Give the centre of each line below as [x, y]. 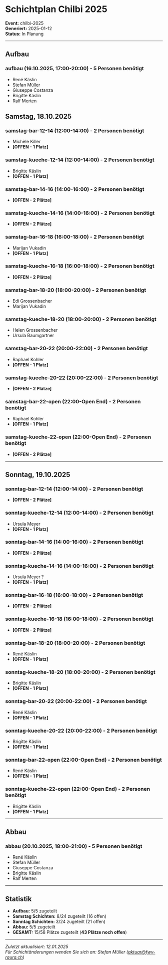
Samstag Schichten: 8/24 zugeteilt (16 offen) [59, 916]
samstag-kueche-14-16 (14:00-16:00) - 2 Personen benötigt [80, 213]
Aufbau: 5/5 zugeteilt [35, 911]
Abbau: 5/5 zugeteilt [34, 927]
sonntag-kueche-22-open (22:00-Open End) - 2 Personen [78, 789]
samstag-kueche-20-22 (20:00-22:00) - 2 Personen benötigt [82, 378]
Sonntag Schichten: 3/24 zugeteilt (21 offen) [59, 922]
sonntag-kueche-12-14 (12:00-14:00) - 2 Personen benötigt [79, 513]
